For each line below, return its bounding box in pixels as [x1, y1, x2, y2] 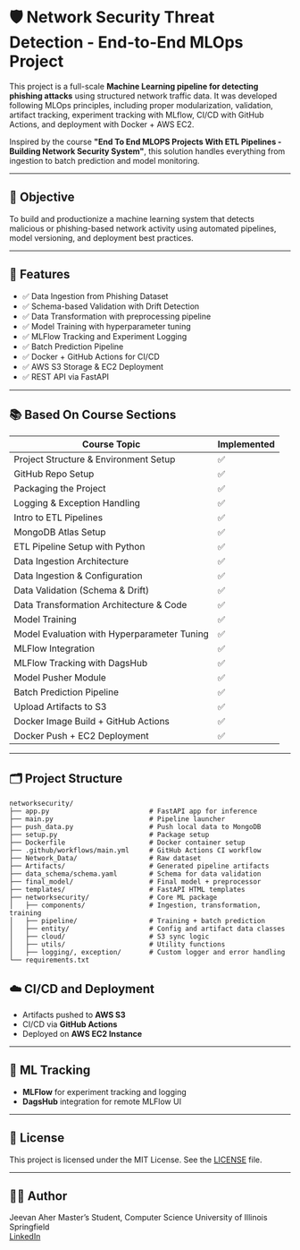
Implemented [217, 438, 275, 450]
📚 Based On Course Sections [9, 407, 177, 422]
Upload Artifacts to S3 [13, 700, 107, 713]
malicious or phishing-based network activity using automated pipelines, [9, 223, 277, 234]
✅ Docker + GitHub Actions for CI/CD [21, 351, 160, 362]
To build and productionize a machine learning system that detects [9, 213, 254, 224]
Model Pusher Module [13, 672, 107, 684]
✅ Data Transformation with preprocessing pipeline [21, 311, 212, 321]
